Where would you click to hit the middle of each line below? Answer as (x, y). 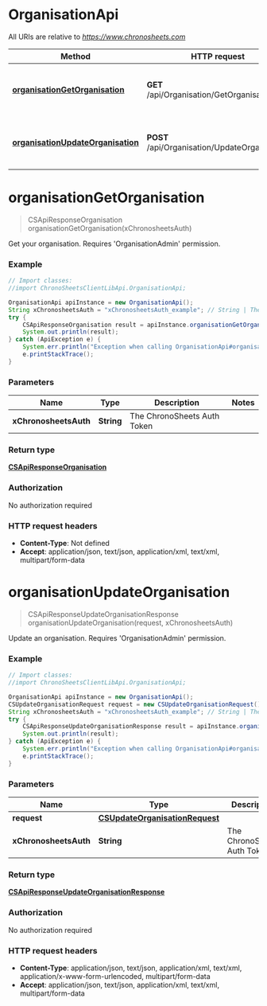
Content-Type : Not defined (64, 543)
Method (76, 56)
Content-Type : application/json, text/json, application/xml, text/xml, (131, 968)
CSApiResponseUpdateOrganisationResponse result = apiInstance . (131, 727)
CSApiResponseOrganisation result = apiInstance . (106, 325)
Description (177, 403)
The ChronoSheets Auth (175, 416)
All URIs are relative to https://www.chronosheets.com (97, 37)
